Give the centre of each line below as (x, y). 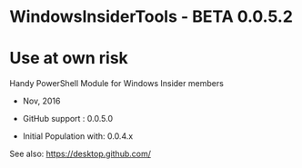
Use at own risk (69, 59)
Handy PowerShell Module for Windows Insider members (117, 84)
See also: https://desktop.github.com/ (81, 154)
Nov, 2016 (41, 101)
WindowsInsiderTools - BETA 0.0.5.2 (151, 17)
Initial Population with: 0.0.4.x (78, 136)
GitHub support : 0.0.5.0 (68, 119)
